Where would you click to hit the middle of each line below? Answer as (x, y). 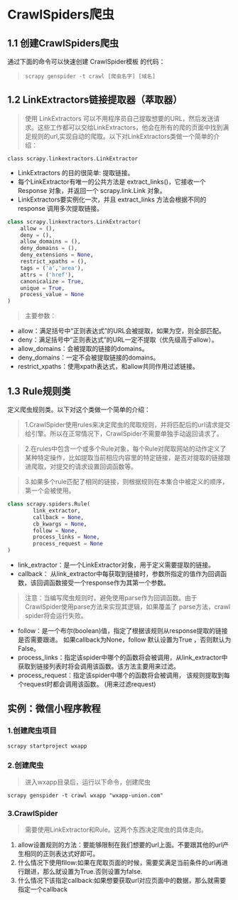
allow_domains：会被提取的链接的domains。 (83, 349)
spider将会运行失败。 (56, 616)
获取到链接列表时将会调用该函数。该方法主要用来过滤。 (98, 666)
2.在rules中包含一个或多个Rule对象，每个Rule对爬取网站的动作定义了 (125, 449)
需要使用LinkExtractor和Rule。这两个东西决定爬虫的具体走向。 (116, 830)
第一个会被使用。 (50, 491)
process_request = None (68, 544)
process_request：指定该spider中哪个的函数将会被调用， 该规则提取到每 (124, 675)
